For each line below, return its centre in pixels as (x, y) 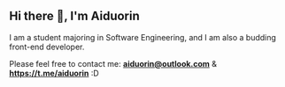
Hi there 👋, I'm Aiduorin (74, 16)
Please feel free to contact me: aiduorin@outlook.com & (113, 63)
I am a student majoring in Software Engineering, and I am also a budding (143, 37)
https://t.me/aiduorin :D (54, 73)
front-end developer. (47, 47)
